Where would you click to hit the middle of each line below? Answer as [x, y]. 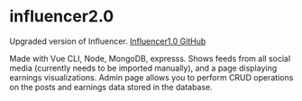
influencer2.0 [62, 17]
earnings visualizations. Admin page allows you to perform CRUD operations [151, 77]
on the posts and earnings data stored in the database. [111, 87]
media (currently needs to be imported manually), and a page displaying [143, 68]
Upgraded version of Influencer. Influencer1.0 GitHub [108, 41]
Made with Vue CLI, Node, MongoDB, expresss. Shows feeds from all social [150, 58]
